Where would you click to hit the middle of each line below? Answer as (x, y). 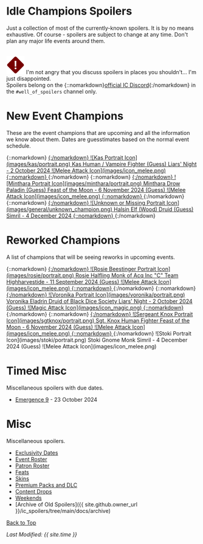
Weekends (28, 498)
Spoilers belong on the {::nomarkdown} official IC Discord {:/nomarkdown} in (101, 85)
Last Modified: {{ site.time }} (42, 534)
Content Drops (33, 491)
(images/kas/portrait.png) (39, 164)
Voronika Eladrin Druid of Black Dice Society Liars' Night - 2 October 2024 (99, 301)
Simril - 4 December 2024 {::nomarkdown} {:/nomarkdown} (81, 215)
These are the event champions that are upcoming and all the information (98, 133)
